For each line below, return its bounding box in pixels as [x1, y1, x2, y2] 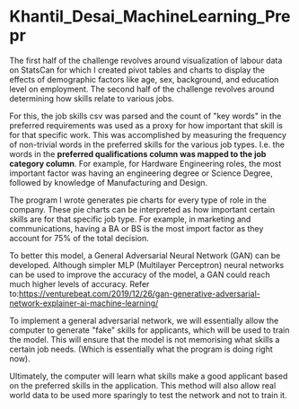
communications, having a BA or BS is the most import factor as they [9, 222, 264, 234]
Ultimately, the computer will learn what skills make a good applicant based [9, 370, 288, 381]
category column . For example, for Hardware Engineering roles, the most [9, 158, 282, 169]
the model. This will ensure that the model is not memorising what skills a [9, 334, 280, 344]
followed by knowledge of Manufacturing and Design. [9, 177, 208, 187]
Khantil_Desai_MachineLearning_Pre [9, 6, 291, 27]
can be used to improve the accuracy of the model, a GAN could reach [9, 269, 271, 280]
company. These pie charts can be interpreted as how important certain [9, 204, 276, 214]
